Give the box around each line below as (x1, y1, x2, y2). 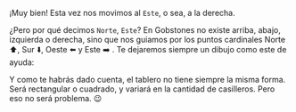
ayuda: (9, 57, 35, 68)
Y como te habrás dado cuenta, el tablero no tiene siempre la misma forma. (9, 75, 286, 84)
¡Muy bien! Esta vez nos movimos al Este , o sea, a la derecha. (9, 8, 235, 18)
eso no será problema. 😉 (9, 93, 103, 103)
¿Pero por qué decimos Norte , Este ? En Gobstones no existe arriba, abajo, (9, 25, 281, 35)
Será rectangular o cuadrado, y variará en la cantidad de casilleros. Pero (9, 84, 275, 94)
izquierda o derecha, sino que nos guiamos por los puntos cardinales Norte (9, 35, 286, 44)
